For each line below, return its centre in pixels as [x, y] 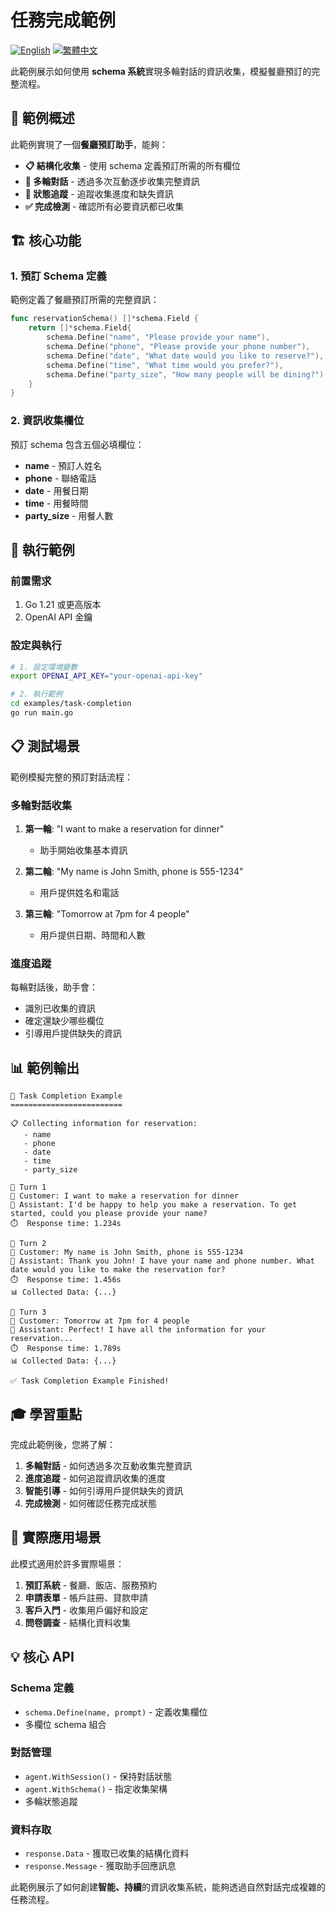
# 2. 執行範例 [36, 694]
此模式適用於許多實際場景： [67, 1563]
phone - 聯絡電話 [60, 478]
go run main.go [42, 713]
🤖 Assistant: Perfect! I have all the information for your [138, 1330]
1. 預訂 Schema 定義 [58, 276]
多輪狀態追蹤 [51, 1801]
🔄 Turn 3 [28, 1312]
